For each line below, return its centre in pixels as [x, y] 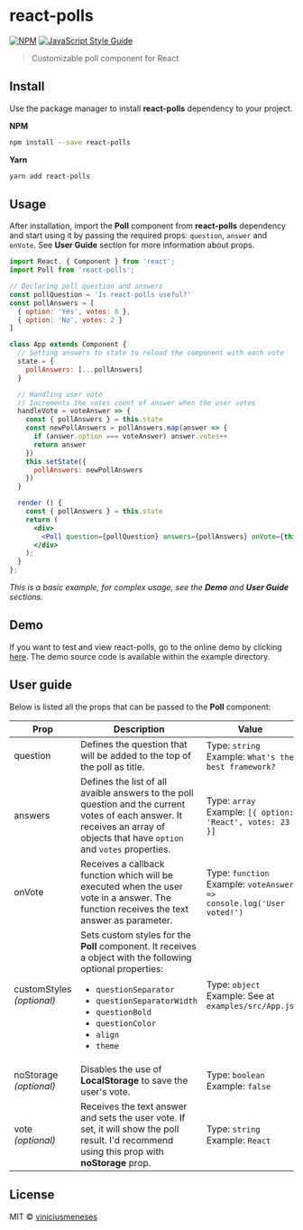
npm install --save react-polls [70, 142]
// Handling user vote [60, 394]
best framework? [241, 767]
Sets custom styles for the [136, 935]
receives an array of [123, 827]
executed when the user [132, 886]
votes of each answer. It [132, 815]
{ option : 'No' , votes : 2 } [70, 320]
